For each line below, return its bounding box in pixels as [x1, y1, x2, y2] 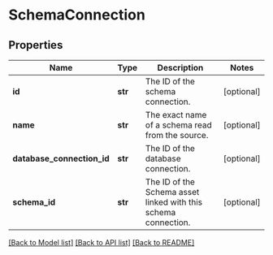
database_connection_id [12, 153, 110, 164]
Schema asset [145, 187, 200, 197]
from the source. [145, 130, 209, 140]
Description [157, 63, 204, 73]
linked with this [145, 197, 203, 208]
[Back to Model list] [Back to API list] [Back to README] [8, 238, 195, 247]
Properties [8, 38, 63, 52]
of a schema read [145, 119, 213, 131]
